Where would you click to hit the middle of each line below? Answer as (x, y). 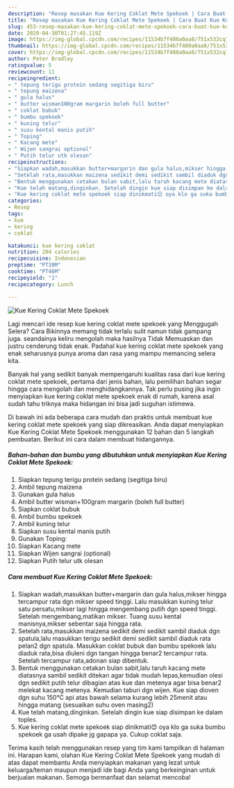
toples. (28, 720)
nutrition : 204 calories (44, 252)
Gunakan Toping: (42, 539)
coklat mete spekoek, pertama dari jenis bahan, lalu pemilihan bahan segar (115, 381)
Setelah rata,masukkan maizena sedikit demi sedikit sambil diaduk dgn (119, 631)
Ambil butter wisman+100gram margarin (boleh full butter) (101, 502)
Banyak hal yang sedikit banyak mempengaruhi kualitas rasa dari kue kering (116, 374)
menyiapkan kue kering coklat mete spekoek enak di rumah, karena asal (111, 396)
